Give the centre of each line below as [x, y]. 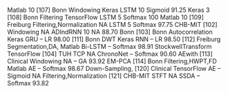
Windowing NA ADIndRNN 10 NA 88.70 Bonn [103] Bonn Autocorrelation [110, 32]
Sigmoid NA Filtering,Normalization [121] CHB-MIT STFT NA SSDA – [104, 76]
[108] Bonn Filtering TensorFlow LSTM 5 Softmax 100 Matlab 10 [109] [105, 17]
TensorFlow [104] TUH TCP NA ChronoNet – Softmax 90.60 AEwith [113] [110, 54]
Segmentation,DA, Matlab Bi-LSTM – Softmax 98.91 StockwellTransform [110, 46]
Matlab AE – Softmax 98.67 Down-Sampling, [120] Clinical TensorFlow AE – [114, 69]
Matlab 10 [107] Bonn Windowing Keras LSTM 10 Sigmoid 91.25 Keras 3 [108, 10]
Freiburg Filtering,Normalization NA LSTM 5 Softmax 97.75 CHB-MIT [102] [112, 24]
